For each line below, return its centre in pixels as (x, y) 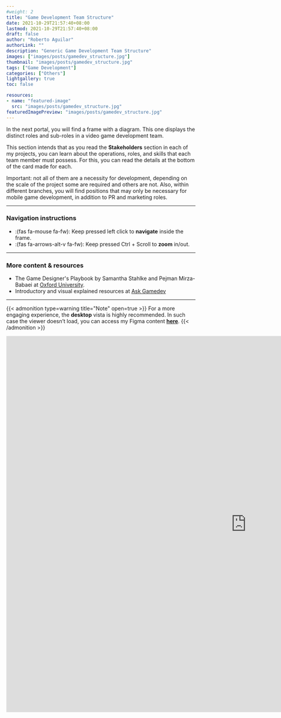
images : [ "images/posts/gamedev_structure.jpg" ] (68, 56)
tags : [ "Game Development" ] (41, 68)
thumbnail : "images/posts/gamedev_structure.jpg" (70, 62)
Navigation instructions (41, 218)
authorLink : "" (25, 46)
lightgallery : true (31, 79)
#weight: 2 (20, 12)
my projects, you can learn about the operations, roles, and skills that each (98, 153)
